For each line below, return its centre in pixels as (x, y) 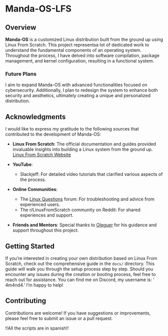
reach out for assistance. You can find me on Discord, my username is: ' (80, 280)
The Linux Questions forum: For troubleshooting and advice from (87, 199)
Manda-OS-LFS (38, 9)
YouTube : (23, 165)
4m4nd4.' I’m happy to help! (34, 285)
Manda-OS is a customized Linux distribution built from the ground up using (84, 39)
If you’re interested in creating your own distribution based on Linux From (81, 258)
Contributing (26, 301)
